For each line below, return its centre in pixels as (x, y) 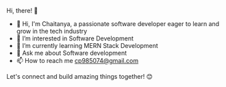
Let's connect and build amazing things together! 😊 (80, 76)
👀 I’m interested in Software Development (75, 38)
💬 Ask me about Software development (72, 53)
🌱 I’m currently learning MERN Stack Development (87, 46)
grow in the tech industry (52, 31)
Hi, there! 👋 (22, 11)
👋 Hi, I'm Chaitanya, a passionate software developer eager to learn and (118, 24)
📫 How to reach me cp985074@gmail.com (77, 61)
